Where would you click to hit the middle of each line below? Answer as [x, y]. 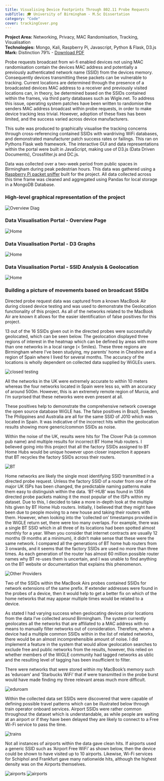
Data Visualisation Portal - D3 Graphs [50, 243]
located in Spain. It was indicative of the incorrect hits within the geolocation [82, 421]
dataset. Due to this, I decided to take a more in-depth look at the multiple [79, 502]
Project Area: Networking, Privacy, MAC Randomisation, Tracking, [72, 37]
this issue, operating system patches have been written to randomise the [78, 103]
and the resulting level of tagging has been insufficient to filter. [68, 660]
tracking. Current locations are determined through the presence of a [75, 83]
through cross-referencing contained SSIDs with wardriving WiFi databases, [82, 134]
